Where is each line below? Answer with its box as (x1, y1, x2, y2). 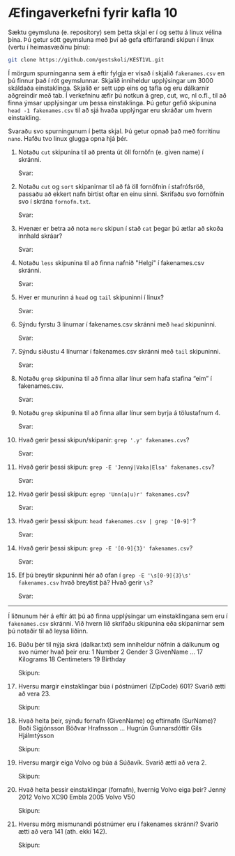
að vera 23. (17, 689, 51, 698)
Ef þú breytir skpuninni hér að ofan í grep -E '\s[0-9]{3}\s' (17, 571, 192, 579)
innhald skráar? (17, 232, 63, 240)
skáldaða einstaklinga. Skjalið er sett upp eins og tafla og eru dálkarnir (8, 84, 210, 92)
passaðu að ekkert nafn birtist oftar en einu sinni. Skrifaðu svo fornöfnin (17, 190, 225, 198)
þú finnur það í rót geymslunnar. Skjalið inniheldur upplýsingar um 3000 (8, 76, 213, 84)
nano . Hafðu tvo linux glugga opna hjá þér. (8, 134, 128, 142)
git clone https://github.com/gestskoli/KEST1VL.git (8, 56, 165, 63)
